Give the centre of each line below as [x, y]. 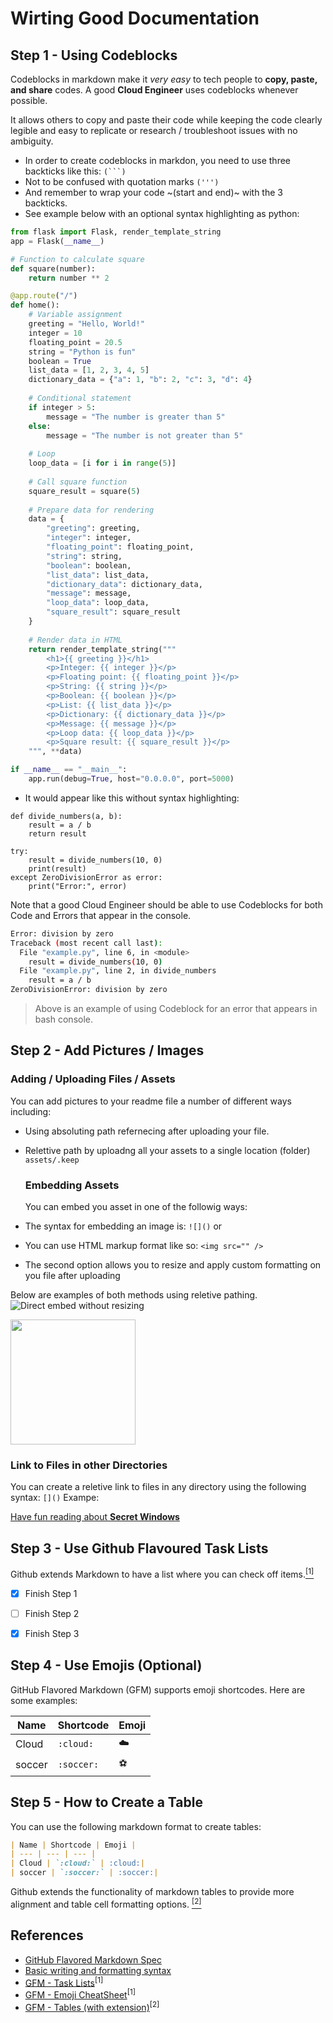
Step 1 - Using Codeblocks [94, 55]
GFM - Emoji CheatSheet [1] [80, 1994]
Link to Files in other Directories [89, 1465]
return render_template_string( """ [102, 649]
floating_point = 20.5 [75, 342]
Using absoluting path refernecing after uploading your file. [147, 1131]
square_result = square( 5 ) [84, 491]
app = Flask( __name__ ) [57, 241]
